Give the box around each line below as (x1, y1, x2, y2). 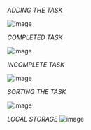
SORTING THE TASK (7, 88, 66, 96)
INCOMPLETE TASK (7, 60, 65, 69)
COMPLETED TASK (7, 33, 63, 41)
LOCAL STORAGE (7, 115, 58, 123)
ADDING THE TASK (7, 6, 63, 14)
